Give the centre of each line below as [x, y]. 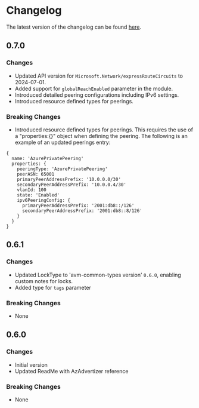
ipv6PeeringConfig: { [43, 200]
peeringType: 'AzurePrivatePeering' [63, 169]
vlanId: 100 [32, 190]
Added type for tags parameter [53, 287]
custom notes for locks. [44, 281]
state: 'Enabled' [38, 195]
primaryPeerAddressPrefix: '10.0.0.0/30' [69, 179]
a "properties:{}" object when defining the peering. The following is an [101, 136]
